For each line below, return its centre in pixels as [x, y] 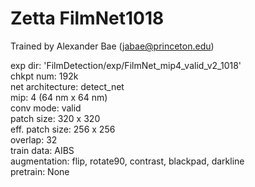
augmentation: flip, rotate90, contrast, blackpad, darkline [127, 161]
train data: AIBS [42, 150]
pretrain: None [40, 171]
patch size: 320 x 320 [55, 118]
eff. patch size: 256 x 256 [63, 129]
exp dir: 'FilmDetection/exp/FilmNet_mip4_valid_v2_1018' [126, 65]
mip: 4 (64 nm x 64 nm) [59, 97]
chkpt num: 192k [44, 76]
